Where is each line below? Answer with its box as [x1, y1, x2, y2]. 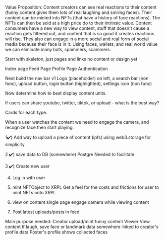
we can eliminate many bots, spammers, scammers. [5, 47, 111, 52]
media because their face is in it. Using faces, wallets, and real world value [5, 41, 158, 47]
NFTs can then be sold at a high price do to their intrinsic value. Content [5, 20, 152, 26]
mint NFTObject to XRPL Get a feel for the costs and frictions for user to [12, 184, 160, 190]
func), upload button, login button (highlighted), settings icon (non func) [5, 80, 152, 86]
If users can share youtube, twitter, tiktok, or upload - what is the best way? [5, 100, 160, 106]
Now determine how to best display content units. [5, 90, 107, 96]
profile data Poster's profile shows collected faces [5, 229, 108, 235]
